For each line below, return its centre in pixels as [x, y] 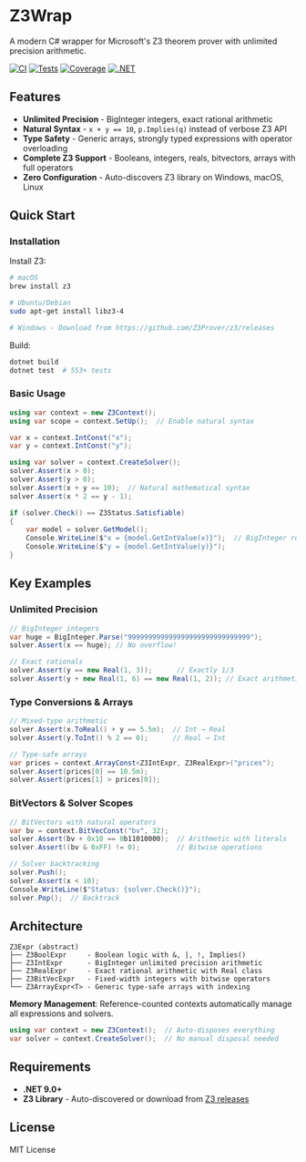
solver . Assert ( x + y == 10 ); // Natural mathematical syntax [130, 488]
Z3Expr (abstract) [44, 947]
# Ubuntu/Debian [40, 303]
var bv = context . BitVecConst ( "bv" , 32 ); [89, 830]
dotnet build [34, 362]
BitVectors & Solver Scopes [71, 803]
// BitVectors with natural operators [83, 822]
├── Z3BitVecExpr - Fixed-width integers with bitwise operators [140, 979]
